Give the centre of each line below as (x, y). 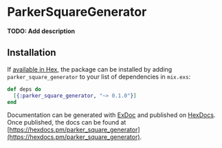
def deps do (24, 89)
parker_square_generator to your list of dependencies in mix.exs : (99, 76)
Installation (32, 53)
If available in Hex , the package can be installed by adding (90, 69)
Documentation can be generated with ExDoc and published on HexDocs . (111, 115)
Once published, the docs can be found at (67, 123)
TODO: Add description (41, 31)
